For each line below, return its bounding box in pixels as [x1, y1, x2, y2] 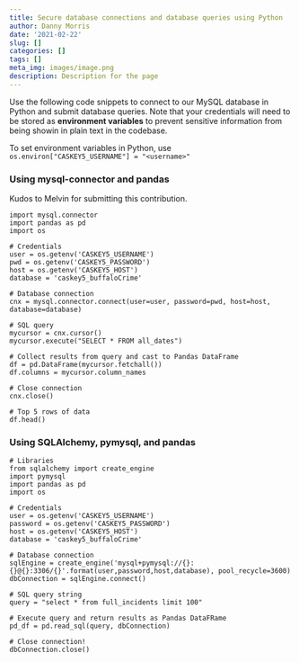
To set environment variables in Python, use [9, 142, 172, 153]
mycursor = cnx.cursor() [9, 329, 102, 338]
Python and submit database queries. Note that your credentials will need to [9, 105, 291, 117]
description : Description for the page [9, 72, 159, 81]
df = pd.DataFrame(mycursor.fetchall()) [9, 361, 163, 370]
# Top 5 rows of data [9, 407, 91, 416]
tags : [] [9, 55, 42, 64]
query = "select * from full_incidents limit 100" [9, 598, 203, 607]
